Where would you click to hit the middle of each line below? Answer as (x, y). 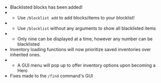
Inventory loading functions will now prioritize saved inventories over (80, 49)
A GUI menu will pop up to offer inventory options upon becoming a (86, 65)
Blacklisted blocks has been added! (46, 7)
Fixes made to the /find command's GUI (51, 76)
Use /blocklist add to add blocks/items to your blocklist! (76, 18)
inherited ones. (25, 55)
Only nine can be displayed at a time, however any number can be (85, 39)
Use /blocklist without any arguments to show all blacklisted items (86, 28)
